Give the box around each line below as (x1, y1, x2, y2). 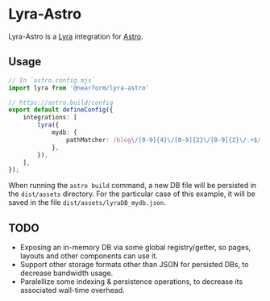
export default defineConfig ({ (8, 106, 114, 114)
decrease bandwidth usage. (19, 268, 114, 278)
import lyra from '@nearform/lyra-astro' (8, 84, 150, 92)
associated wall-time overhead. (19, 286, 125, 295)
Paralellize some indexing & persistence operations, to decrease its (19, 277, 243, 286)
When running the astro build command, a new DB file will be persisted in (8, 181, 256, 190)
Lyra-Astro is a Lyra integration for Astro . (8, 31, 143, 41)
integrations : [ (23, 114, 78, 122)
